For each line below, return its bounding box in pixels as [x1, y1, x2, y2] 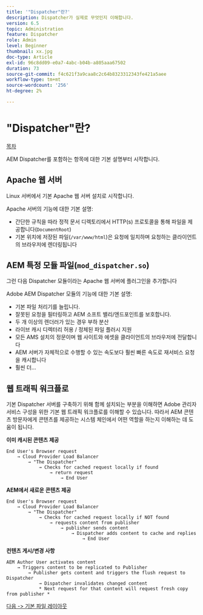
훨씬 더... [15, 364, 36, 371]
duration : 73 [6, 65, 39, 72]
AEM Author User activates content [6, 559, 96, 565]
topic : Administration [6, 25, 64, 32]
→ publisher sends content [60, 525, 129, 531]
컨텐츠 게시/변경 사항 [6, 547, 55, 554]
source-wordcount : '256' [6, 83, 69, 89]
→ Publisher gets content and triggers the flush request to [28, 570, 186, 576]
